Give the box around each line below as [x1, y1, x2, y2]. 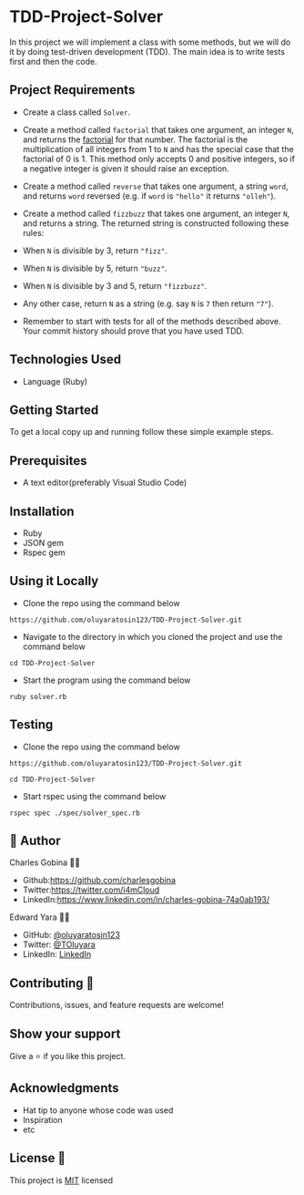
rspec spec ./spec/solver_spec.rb [9, 809, 141, 818]
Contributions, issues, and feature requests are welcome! [9, 1000, 225, 1011]
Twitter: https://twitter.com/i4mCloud [22, 884, 160, 895]
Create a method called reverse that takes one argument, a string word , [22, 180, 289, 191]
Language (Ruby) [22, 376, 88, 386]
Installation [9, 503, 75, 519]
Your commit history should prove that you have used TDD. [22, 325, 244, 336]
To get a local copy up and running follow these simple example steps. [9, 427, 274, 438]
